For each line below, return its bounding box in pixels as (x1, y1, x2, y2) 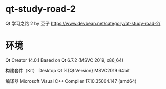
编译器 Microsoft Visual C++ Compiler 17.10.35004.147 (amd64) (5, 78, 137, 84)
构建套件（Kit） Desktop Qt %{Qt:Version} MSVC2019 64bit (5, 67, 130, 73)
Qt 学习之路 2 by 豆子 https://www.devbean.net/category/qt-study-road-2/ (5, 20, 161, 26)
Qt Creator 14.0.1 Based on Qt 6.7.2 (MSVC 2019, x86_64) (5, 57, 124, 63)
